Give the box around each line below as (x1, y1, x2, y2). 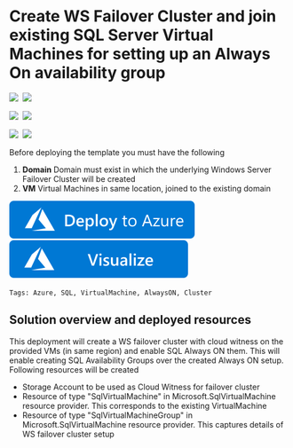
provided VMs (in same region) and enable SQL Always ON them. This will (9, 345, 281, 356)
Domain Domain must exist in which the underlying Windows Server (21, 164, 273, 175)
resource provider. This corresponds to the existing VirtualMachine (21, 400, 267, 411)
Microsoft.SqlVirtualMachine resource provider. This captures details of (21, 419, 284, 429)
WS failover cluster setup (21, 428, 115, 439)
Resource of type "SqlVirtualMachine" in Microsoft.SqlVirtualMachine (21, 390, 277, 401)
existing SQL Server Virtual (9, 25, 214, 45)
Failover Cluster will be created (21, 173, 136, 184)
